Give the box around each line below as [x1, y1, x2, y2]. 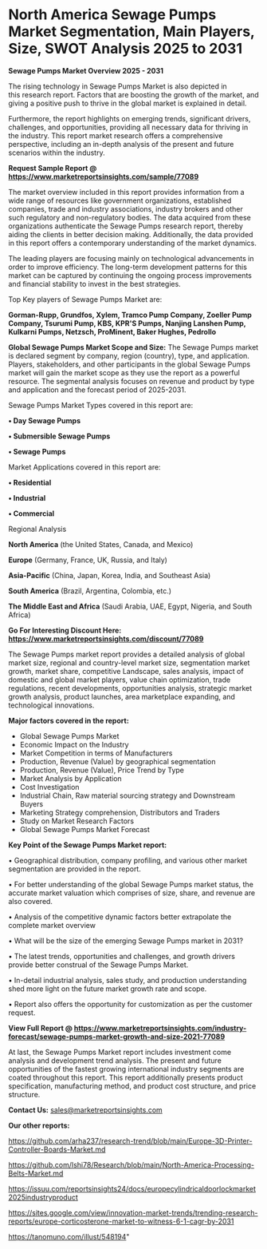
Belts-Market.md [8, 1168, 64, 1178]
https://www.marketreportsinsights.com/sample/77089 [8, 172, 199, 181]
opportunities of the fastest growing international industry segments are [8, 1064, 245, 1073]
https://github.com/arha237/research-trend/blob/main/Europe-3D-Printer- [8, 1136, 253, 1145]
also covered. [8, 896, 53, 906]
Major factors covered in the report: [8, 716, 129, 725]
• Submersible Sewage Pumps [8, 431, 111, 441]
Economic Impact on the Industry [19, 739, 129, 749]
